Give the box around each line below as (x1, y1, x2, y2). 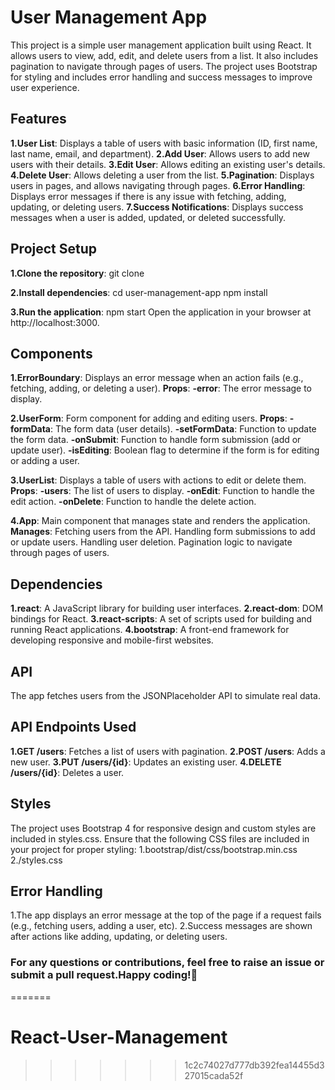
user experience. (10, 81, 80, 93)
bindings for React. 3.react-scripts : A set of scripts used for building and (10, 613, 313, 625)
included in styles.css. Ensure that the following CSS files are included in (10, 832, 310, 845)
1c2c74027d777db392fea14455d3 (184, 1059, 325, 1071)
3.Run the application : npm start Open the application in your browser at (10, 306, 312, 318)
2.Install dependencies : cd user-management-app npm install (10, 286, 268, 298)
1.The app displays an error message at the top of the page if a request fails (10, 909, 322, 921)
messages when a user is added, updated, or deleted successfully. (10, 211, 287, 223)
